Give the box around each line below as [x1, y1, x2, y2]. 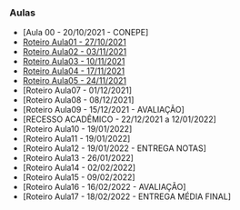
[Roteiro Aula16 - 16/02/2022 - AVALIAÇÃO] [22, 182, 186, 193]
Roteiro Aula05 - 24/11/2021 [22, 75, 127, 86]
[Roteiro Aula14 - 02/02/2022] [22, 162, 136, 174]
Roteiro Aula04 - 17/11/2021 [22, 65, 125, 76]
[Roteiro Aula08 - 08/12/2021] [22, 95, 135, 105]
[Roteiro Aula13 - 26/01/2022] [22, 153, 135, 164]
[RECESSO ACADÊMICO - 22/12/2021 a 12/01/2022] [22, 114, 216, 125]
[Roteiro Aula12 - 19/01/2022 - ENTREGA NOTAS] [22, 143, 206, 154]
